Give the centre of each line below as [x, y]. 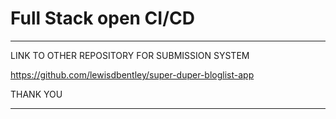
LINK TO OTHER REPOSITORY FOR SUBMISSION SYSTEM [130, 55]
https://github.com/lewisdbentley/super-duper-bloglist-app [132, 74]
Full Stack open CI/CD [102, 18]
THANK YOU [36, 94]
